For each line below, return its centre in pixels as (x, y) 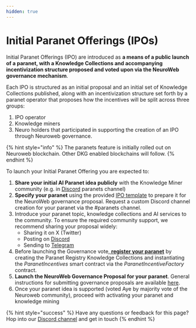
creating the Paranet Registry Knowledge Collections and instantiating (99, 257)
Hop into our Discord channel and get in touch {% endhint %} (81, 319)
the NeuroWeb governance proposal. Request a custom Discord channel (102, 201)
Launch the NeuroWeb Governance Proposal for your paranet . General (102, 276)
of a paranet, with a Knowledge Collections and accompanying (84, 63)
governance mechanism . (37, 76)
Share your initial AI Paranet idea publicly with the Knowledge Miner (99, 182)
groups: (16, 106)
